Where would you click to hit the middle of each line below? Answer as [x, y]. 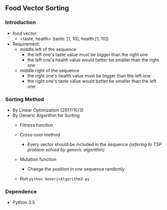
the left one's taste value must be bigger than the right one [87, 54]
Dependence [21, 192]
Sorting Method [25, 99]
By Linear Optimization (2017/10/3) [48, 110]
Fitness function [36, 125]
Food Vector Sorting [37, 8]
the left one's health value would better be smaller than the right [93, 60]
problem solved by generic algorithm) [66, 150]
